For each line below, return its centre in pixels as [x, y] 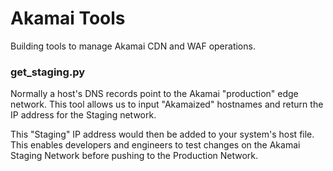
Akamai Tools [68, 18]
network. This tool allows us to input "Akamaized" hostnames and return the [167, 104]
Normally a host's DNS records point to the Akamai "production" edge [154, 94]
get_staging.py [48, 72]
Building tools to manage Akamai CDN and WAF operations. [133, 46]
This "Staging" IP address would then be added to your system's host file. [162, 134]
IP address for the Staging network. [83, 115]
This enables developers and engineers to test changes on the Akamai [155, 145]
